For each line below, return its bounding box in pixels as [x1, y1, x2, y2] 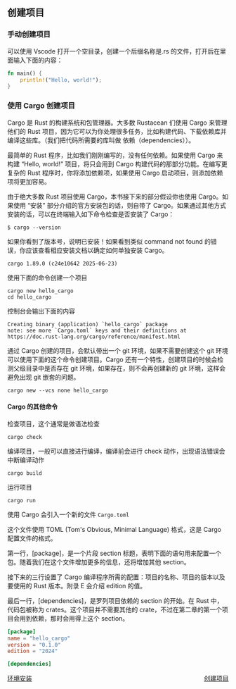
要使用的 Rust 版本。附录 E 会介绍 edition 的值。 [7, 581, 147, 590]
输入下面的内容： [13, 56, 63, 64]
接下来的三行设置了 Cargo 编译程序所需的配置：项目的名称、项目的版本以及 [7, 573, 225, 581]
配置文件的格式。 [7, 534, 57, 542]
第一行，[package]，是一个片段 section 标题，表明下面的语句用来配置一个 [7, 549, 222, 557]
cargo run [7, 497, 37, 504]
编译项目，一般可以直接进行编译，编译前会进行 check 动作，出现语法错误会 [7, 447, 225, 455]
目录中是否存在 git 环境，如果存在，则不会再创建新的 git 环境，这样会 [25, 364, 226, 372]
